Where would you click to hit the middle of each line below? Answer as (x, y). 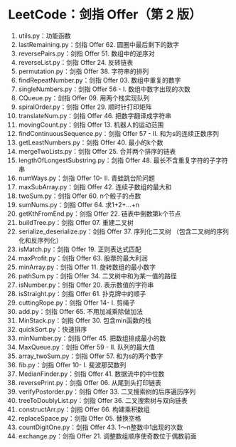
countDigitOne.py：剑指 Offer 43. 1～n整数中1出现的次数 (101, 427)
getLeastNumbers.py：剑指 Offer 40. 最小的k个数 (91, 142)
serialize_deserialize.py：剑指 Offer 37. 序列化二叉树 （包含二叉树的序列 (124, 231)
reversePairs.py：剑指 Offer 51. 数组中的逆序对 (86, 53)
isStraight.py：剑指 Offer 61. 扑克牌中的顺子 (82, 293)
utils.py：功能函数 (45, 36)
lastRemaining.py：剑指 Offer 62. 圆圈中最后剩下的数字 (99, 44)
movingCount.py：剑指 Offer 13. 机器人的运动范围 (91, 125)
